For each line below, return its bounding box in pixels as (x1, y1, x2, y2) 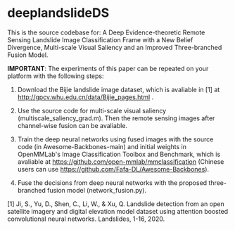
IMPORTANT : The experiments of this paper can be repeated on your (7, 64, 209, 72)
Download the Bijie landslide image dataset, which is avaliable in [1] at (17, 85, 220, 94)
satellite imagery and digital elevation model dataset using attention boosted (7, 207, 229, 215)
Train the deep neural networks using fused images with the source (17, 135, 214, 143)
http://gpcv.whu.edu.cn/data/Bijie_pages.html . (17, 93, 154, 101)
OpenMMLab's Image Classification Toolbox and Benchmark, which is (17, 150, 221, 158)
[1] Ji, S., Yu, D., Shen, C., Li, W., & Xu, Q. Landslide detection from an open (7, 199, 224, 208)
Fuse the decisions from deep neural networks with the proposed (17, 178, 208, 187)
